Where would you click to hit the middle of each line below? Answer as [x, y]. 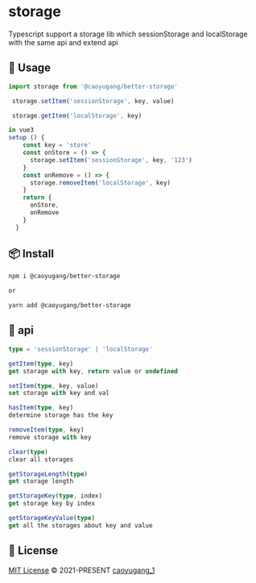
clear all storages [41, 459]
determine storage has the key [61, 415]
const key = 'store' [57, 145]
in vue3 [21, 130]
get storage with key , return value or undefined [93, 371]
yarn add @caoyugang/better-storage [70, 306]
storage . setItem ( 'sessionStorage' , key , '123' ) [111, 160]
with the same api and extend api [63, 42]
